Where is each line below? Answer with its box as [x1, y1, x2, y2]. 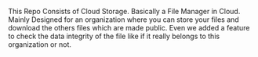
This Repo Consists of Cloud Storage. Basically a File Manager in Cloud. [8, 7, 241, 16]
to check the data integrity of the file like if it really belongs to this [8, 31, 220, 41]
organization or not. [8, 40, 72, 49]
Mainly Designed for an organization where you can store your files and [8, 15, 239, 24]
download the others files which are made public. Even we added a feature [8, 23, 250, 32]
